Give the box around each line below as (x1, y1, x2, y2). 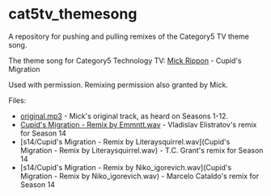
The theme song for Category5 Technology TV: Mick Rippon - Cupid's (8, 56, 242, 65)
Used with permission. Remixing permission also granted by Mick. (8, 80, 228, 90)
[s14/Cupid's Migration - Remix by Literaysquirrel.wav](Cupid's (19, 136, 231, 146)
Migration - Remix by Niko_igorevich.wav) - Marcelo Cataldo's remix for (19, 171, 260, 181)
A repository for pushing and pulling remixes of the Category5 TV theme (8, 31, 249, 41)
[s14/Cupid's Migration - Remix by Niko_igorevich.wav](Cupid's (19, 162, 232, 172)
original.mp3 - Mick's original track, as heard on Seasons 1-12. (19, 111, 229, 121)
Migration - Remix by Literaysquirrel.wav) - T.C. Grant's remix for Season (19, 145, 264, 155)
